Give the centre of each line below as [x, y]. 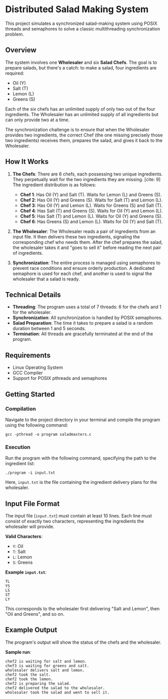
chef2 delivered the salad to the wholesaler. [55, 688]
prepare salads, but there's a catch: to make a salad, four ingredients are [81, 67]
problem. [15, 34]
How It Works [27, 162]
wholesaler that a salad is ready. [46, 279]
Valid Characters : [24, 536]
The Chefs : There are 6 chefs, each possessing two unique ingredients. [88, 174]
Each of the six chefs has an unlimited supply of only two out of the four [80, 109]
